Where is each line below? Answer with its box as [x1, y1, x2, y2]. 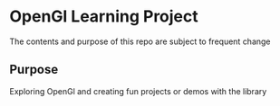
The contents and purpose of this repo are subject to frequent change [9, 36, 271, 47]
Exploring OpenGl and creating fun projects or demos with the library [9, 85, 267, 96]
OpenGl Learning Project [9, 6, 199, 27]
